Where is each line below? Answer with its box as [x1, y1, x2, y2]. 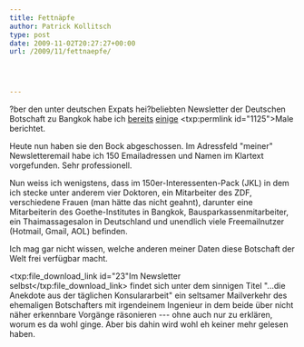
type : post [9, 30, 51, 39]
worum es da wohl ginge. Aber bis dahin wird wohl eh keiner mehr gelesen [9, 319, 289, 330]
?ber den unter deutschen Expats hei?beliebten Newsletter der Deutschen [9, 104, 286, 114]
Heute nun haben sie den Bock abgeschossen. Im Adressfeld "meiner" [9, 141, 274, 152]
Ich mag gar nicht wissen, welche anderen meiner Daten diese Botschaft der [9, 243, 295, 254]
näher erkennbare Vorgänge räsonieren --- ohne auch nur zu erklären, [9, 310, 273, 321]
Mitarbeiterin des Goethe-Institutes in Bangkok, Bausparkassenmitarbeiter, [9, 206, 289, 218]
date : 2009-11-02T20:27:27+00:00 [9, 38, 136, 48]
